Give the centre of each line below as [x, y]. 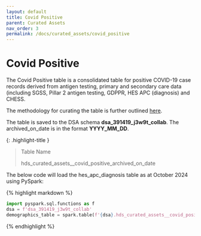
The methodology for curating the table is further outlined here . [84, 111]
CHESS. [16, 99]
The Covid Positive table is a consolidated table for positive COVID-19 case [99, 80]
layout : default [26, 12]
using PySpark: [25, 181]
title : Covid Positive [34, 17]
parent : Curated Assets [36, 23]
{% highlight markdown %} [39, 193]
